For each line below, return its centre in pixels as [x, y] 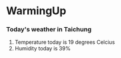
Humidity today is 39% [43, 49]
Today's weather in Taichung [49, 30]
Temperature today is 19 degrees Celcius [65, 42]
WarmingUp [36, 11]
